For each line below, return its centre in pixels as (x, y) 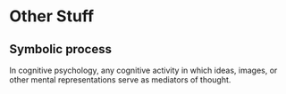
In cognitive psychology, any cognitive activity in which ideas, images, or (143, 70)
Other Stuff (52, 16)
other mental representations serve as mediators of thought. (120, 80)
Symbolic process (60, 49)
